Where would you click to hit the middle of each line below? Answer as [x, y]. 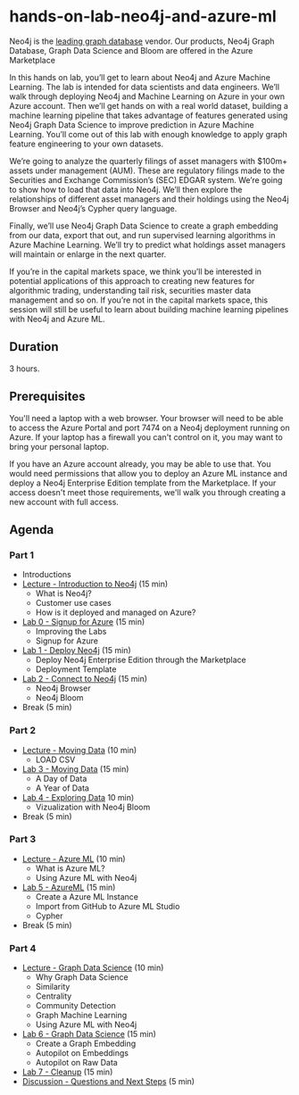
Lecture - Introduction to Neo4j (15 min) [95, 584]
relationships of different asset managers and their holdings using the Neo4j [149, 199]
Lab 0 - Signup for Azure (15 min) [83, 622]
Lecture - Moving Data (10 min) [79, 750]
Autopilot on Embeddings [82, 1053]
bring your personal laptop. [59, 446]
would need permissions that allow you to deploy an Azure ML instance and [148, 473]
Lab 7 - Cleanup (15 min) [67, 1072]
